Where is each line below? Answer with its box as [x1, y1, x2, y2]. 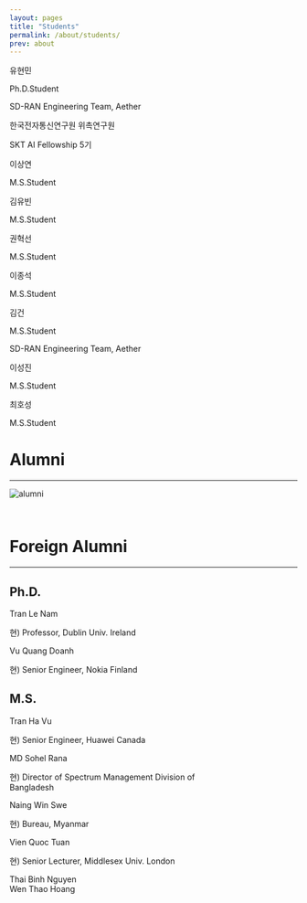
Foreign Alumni [9, 536, 128, 558]
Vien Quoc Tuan [9, 836, 70, 847]
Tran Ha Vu [9, 715, 52, 727]
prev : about [9, 38, 55, 48]
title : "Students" [9, 22, 79, 31]
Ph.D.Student [9, 83, 59, 94]
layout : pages [9, 13, 64, 23]
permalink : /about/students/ [9, 30, 121, 39]
